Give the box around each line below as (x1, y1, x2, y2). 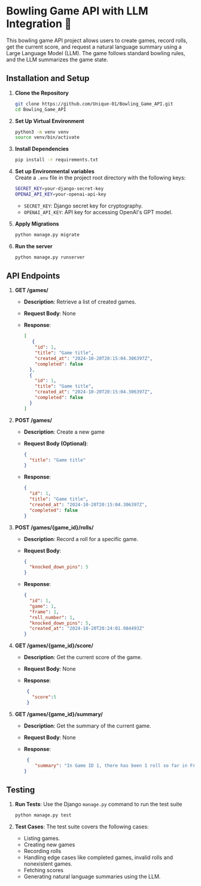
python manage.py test (14, 812, 72, 818)
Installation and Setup (6, 73, 90, 83)
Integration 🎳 (6, 17, 72, 31)
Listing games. (23, 835, 60, 842)
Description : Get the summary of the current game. (23, 722, 151, 729)
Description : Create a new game (23, 428, 105, 436)
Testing (6, 785, 35, 795)
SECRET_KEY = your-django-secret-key (14, 186, 104, 192)
